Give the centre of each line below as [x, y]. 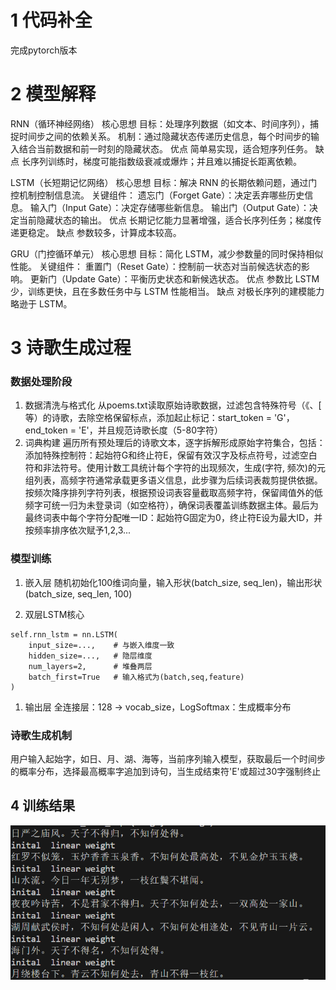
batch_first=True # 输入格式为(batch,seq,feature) [136, 677]
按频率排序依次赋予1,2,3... [78, 530]
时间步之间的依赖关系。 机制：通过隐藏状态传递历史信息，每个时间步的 [164, 136]
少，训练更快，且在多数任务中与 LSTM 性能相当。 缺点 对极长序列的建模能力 [167, 291]
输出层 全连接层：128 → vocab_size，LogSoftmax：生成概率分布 [158, 707]
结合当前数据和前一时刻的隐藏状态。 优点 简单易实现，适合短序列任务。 [165, 148]
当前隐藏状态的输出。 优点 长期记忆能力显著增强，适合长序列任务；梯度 [165, 220]
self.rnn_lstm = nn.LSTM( [64, 634]
